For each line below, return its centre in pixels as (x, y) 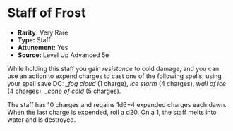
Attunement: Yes (43, 47)
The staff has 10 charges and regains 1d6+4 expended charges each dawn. (117, 104)
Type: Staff (34, 39)
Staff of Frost (47, 13)
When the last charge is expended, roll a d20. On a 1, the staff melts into (112, 112)
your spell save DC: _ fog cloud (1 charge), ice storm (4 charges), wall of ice (117, 83)
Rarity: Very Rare (43, 32)
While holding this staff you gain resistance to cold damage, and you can (113, 68)
